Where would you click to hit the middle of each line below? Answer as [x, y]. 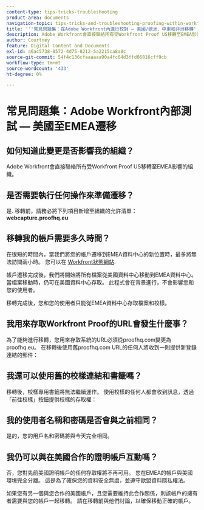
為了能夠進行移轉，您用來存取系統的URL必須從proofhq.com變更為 [89, 339]
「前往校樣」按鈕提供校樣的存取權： [52, 399]
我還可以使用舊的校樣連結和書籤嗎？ [74, 376]
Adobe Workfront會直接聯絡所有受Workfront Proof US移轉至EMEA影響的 [97, 167]
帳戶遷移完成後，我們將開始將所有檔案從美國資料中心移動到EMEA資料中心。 [102, 275]
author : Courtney [28, 40]
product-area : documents [38, 18]
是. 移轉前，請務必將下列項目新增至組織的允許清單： [72, 211]
